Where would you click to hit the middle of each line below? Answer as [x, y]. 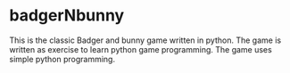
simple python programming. [62, 59]
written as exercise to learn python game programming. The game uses [141, 49]
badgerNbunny [67, 16]
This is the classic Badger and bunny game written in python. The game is [145, 40]
